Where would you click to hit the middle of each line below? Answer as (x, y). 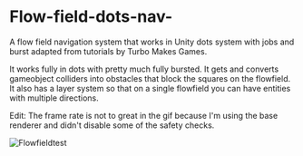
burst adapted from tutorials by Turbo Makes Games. (108, 51)
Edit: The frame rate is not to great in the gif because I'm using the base (144, 115)
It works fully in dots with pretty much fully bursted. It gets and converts (144, 69)
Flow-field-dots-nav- (91, 17)
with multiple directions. (54, 98)
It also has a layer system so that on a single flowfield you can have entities (150, 88)
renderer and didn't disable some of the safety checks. (112, 125)
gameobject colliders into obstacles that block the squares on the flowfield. (150, 78)
